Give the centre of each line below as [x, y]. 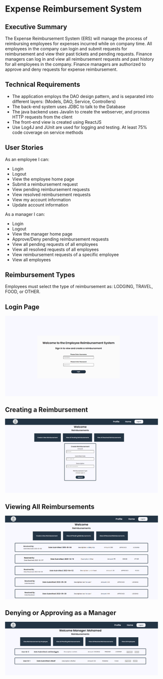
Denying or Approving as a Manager [61, 613]
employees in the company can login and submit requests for [66, 49]
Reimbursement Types [40, 275]
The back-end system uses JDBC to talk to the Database [69, 106]
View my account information [41, 199]
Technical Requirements [43, 85]
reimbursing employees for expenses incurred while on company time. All [79, 44]
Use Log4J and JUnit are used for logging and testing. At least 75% [80, 127]
